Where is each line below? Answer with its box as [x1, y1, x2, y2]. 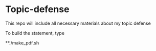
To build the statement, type [5, 30, 65, 36]
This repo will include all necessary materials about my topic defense [5, 20, 151, 26]
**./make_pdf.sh [5, 39, 39, 46]
